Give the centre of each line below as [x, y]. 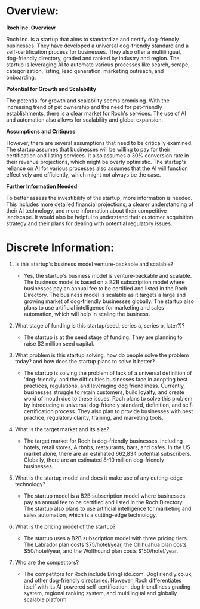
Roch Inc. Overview [31, 28]
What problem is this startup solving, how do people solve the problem [102, 355]
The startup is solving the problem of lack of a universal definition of [108, 373]
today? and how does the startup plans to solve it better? [85, 361]
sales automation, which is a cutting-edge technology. [90, 515]
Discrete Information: [60, 248]
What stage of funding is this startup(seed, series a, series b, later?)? [100, 325]
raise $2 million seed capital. [59, 343]
